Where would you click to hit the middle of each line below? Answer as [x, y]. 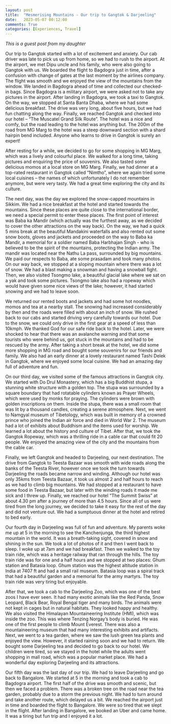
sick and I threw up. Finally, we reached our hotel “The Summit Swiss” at [81, 496]
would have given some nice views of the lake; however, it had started [79, 286]
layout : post [19, 10]
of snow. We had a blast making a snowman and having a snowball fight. [82, 270]
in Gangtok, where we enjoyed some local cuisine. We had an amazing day [84, 361]
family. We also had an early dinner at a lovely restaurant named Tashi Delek [86, 356]
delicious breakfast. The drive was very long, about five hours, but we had [83, 108]
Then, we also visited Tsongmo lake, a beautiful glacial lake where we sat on [86, 275]
